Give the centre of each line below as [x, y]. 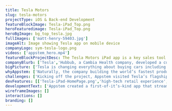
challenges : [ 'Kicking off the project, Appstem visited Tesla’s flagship [87, 77]
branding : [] [19, 100]
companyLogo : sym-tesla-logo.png [41, 48]
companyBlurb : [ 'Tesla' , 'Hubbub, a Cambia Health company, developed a [83, 62]
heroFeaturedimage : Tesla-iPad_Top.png [48, 29]
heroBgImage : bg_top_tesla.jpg [39, 34]
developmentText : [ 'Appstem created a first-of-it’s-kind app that [79, 86]
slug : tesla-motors [26, 15]
